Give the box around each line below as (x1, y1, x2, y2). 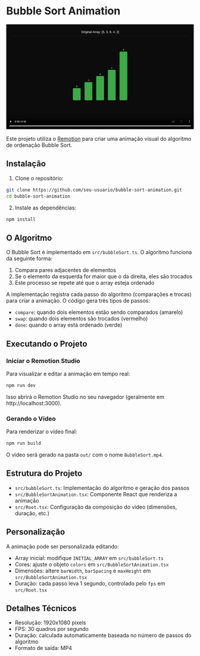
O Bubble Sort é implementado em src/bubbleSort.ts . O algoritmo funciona (6, 249, 192, 256)
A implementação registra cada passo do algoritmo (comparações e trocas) (6, 291, 192, 298)
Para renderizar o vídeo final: (6, 428, 77, 435)
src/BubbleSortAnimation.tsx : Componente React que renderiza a (14, 491, 177, 498)
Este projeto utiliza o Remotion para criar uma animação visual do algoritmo (6, 135, 192, 142)
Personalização (6, 527, 65, 537)
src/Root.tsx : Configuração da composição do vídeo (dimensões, (14, 503, 177, 510)
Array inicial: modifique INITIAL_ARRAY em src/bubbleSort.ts (14, 554, 164, 562)
